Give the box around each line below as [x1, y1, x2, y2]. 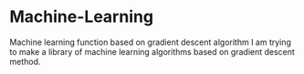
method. [9, 56, 41, 67]
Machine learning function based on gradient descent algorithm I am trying [9, 37, 292, 48]
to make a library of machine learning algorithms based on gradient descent [9, 46, 295, 57]
